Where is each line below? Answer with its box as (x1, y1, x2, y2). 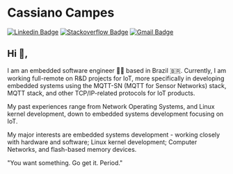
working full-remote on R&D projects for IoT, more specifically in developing (7, 74, 225, 82)
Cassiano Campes (7, 5, 115, 21)
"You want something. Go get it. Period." (7, 158, 123, 167)
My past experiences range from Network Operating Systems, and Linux (7, 102, 215, 110)
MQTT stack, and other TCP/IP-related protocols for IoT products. (7, 89, 195, 97)
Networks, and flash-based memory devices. (7, 145, 137, 153)
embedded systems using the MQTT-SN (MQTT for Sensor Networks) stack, (7, 81, 227, 89)
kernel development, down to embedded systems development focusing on (7, 110, 224, 118)
